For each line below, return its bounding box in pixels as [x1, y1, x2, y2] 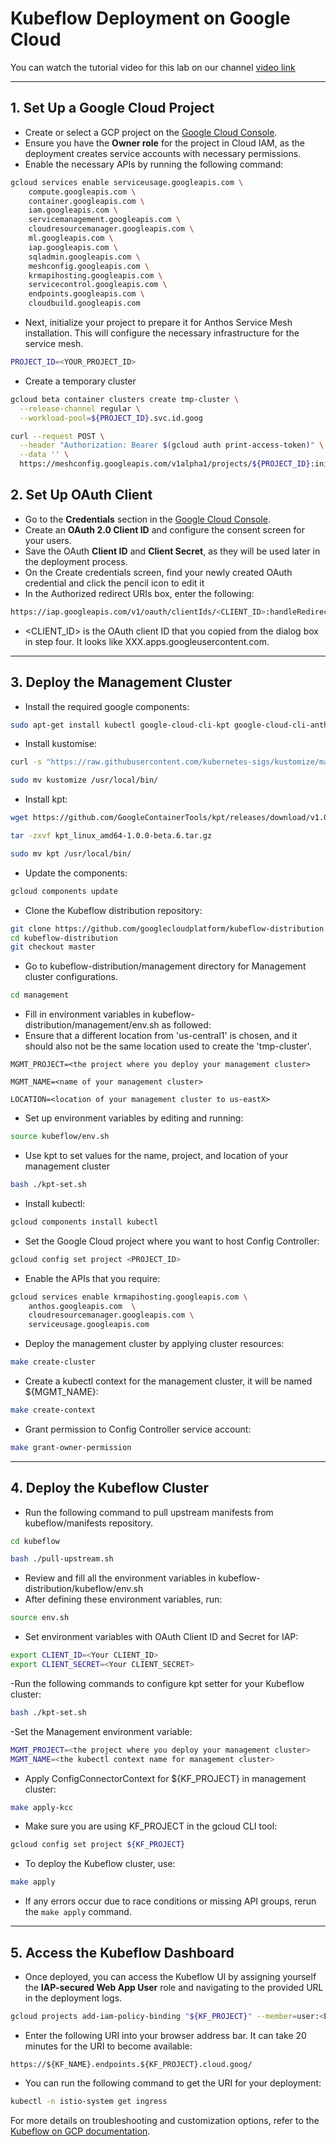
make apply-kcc [10, 1802, 74, 1812]
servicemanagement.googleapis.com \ [28, 215, 182, 225]
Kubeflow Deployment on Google [10, 7, 291, 30]
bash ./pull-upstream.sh [10, 1554, 114, 1564]
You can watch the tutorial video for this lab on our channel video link [10, 61, 296, 73]
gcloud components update [10, 886, 118, 896]
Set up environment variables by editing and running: [24, 1112, 244, 1124]
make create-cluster [10, 1357, 97, 1367]
